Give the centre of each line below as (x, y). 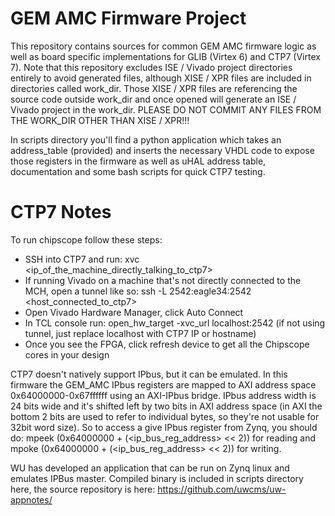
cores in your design (67, 354)
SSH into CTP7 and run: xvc (82, 259)
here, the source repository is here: (83, 489)
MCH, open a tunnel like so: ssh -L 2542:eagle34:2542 (138, 291)
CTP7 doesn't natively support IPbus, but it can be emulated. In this (149, 374)
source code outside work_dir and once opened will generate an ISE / (153, 99)
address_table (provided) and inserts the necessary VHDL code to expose (162, 150)
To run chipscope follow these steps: (86, 239)
